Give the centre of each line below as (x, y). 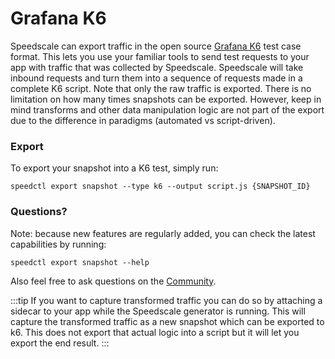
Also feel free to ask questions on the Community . (113, 281)
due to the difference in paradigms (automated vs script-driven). (143, 120)
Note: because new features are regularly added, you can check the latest (163, 233)
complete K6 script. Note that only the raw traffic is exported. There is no (161, 88)
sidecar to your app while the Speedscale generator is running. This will (158, 311)
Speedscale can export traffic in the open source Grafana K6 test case (156, 46)
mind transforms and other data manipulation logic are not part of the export (167, 109)
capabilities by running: (58, 244)
